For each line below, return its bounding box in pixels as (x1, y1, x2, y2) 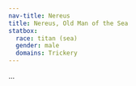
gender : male (15, 42, 60, 50)
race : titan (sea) (15, 34, 79, 43)
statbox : (8, 27, 38, 35)
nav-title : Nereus (8, 11, 70, 20)
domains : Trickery (15, 49, 79, 57)
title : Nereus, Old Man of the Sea (8, 19, 129, 27)
